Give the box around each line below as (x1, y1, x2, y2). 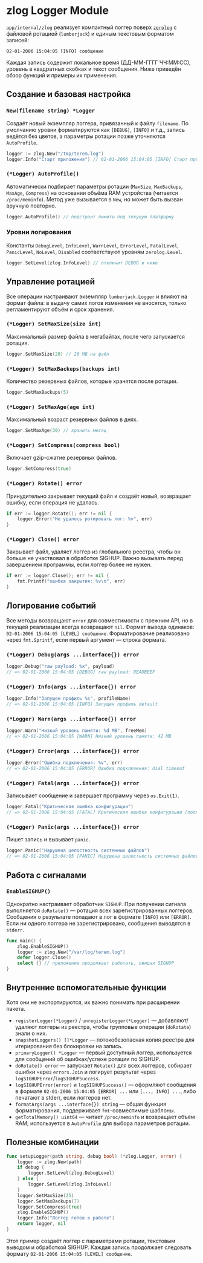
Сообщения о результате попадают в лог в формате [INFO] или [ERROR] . (6, 913, 192, 920)
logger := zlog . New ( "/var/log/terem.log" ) (17, 949, 126, 955)
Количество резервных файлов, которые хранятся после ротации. (6, 377, 178, 385)
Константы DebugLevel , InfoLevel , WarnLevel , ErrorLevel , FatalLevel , (6, 241, 179, 249)
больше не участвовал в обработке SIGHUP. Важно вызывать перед (6, 555, 183, 562)
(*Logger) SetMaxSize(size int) (6, 321, 101, 327)
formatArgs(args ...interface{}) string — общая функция (14, 1100, 167, 1108)
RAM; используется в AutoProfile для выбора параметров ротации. (14, 1120, 190, 1127)
